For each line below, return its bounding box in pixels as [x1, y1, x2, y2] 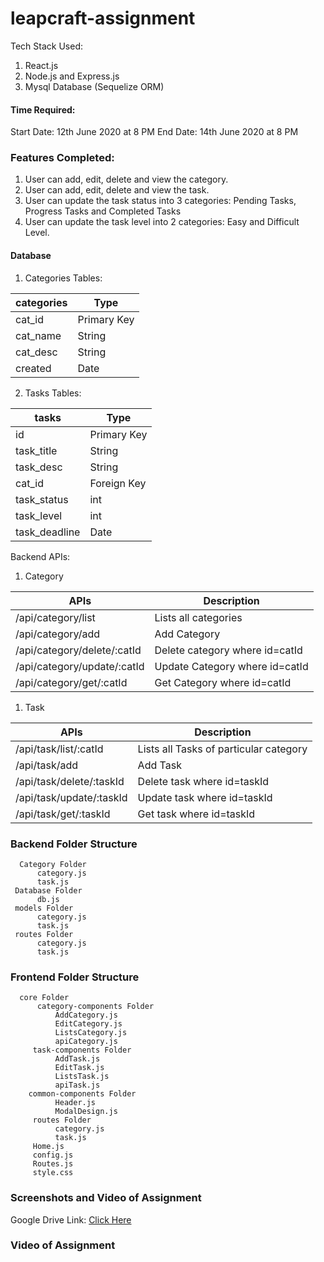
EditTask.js [54, 1063, 105, 1073]
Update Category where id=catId [154, 659, 309, 673]
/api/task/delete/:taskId [15, 774, 125, 788]
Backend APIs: [10, 550, 71, 562]
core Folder [19, 993, 70, 1003]
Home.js [32, 1142, 65, 1152]
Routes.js [32, 1159, 74, 1169]
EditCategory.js [54, 1019, 123, 1029]
